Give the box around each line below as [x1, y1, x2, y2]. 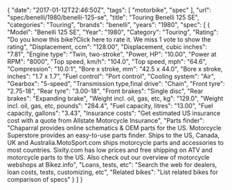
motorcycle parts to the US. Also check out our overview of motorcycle [7, 153, 210, 162]
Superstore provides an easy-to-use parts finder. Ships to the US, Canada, [7, 131, 220, 139]
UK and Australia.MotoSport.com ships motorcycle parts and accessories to [7, 139, 224, 146]
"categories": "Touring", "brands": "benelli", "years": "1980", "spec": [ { [7, 21, 211, 28]
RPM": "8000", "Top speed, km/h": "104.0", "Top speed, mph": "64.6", [7, 58, 207, 65]
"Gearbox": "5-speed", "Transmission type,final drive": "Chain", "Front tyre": [7, 80, 225, 87]
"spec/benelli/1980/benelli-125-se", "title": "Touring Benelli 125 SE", [7, 13, 199, 21]
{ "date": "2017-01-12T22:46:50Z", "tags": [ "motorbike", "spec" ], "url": [7, 6, 211, 14]
